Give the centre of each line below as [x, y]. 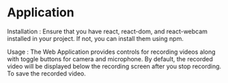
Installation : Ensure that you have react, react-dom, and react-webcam [108, 31]
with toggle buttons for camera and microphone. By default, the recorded [110, 59]
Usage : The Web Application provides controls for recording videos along [112, 52]
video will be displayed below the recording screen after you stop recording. [114, 66]
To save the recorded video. [47, 73]
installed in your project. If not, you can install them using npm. [96, 38]
